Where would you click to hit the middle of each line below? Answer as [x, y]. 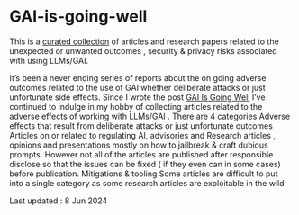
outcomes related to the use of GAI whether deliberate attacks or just [137, 87]
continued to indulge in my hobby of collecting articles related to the [136, 106]
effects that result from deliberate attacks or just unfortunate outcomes [141, 125]
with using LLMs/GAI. [49, 60]
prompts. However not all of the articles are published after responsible [141, 154]
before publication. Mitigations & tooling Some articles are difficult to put [144, 174]
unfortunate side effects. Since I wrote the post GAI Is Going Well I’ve [137, 97]
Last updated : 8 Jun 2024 [59, 201]
